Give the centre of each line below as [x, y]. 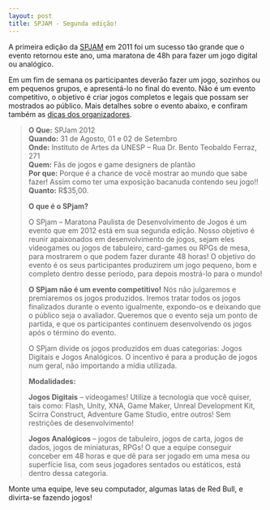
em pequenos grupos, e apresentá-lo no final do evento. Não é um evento [132, 88]
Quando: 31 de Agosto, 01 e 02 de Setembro [103, 138]
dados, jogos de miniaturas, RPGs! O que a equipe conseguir [130, 447]
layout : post [30, 16]
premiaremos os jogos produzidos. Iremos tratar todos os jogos [134, 298]
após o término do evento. [72, 332]
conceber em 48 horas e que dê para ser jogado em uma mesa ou [139, 456]
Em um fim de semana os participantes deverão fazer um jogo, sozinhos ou [135, 80]
